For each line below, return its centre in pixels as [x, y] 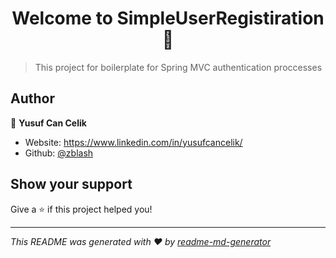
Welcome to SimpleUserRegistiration [168, 18]
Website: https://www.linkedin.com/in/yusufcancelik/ [133, 142]
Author [32, 98]
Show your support [71, 184]
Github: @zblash [59, 153]
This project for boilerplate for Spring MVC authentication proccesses [178, 67]
